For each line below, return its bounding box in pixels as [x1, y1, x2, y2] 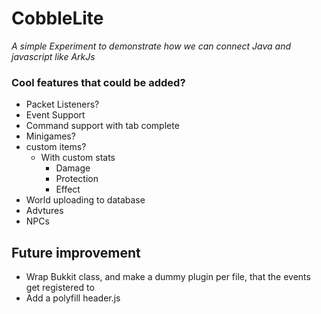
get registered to [25, 282, 95, 294]
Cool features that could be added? [11, 75, 186, 89]
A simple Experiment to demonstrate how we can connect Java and [11, 40, 292, 52]
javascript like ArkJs [11, 50, 96, 62]
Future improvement [11, 244, 141, 261]
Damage [55, 162, 91, 174]
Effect [55, 183, 81, 196]
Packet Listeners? [25, 98, 100, 111]
